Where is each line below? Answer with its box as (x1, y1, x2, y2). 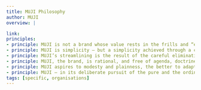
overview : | (6, 20, 36, 26)
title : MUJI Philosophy (6, 8, 66, 15)
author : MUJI (6, 14, 39, 20)
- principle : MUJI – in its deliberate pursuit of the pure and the (6, 69, 181, 75)
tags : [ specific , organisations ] (6, 75, 90, 81)
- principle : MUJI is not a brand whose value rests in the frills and (6, 42, 188, 48)
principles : (6, 36, 36, 42)
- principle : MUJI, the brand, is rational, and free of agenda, (6, 58, 172, 64)
